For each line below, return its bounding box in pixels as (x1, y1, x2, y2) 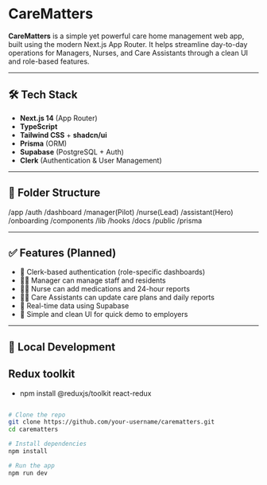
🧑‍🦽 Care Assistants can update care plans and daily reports (19, 292, 215, 303)
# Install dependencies (8, 440, 87, 448)
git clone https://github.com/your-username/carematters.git (8, 418, 215, 426)
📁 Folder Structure (8, 186, 101, 200)
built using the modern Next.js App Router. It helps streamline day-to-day (8, 39, 248, 49)
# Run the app (8, 461, 56, 470)
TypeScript (19, 121, 58, 131)
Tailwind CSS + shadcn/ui (19, 130, 107, 139)
